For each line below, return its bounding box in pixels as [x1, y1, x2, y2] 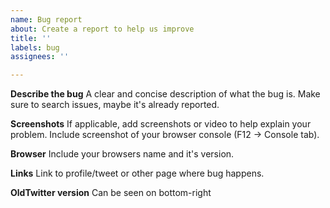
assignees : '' [10, 52, 70, 62]
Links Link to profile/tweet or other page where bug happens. [10, 167, 265, 180]
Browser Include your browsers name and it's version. [10, 148, 235, 160]
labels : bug [10, 42, 60, 53]
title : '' [10, 33, 52, 43]
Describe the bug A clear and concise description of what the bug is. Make [10, 88, 321, 100]
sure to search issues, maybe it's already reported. [10, 99, 220, 111]
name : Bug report [10, 14, 83, 25]
